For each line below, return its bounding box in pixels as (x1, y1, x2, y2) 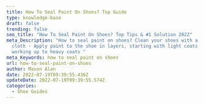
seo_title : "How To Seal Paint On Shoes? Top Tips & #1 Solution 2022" (6, 32, 192, 38)
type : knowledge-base (6, 15, 62, 21)
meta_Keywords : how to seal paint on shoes (6, 54, 119, 61)
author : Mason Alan (6, 65, 56, 72)
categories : (6, 83, 37, 89)
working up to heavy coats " (12, 49, 86, 55)
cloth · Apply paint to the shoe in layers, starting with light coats (12, 43, 199, 50)
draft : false (6, 20, 40, 26)
